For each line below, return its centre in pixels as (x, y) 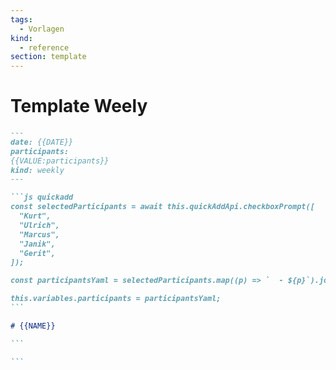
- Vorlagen (42, 29)
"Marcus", (39, 234)
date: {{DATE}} (42, 142)
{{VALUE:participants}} (60, 161)
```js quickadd (42, 197)
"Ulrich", (39, 225)
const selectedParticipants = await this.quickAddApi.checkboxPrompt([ (162, 207)
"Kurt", (35, 216)
